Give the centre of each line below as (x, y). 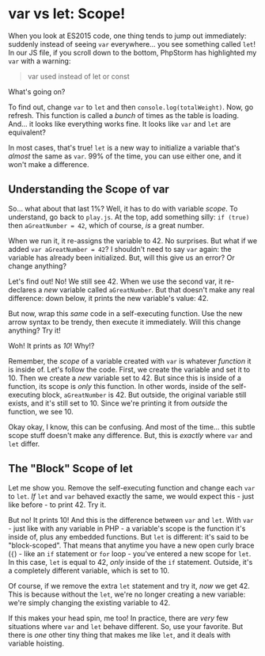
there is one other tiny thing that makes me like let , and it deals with (119, 635)
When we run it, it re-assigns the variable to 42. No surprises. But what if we (133, 240)
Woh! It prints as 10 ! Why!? (51, 345)
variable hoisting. (36, 643)
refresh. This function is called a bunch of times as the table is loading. (124, 115)
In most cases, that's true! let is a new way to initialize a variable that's (124, 147)
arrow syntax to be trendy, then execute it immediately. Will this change (125, 322)
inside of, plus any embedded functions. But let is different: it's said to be (129, 536)
